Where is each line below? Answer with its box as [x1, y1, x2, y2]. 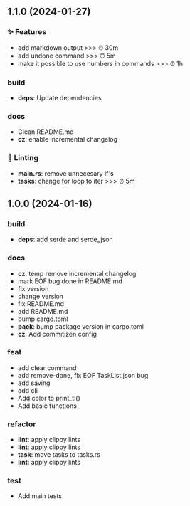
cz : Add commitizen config [17, 330, 97, 338]
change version [17, 292, 64, 300]
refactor [7, 419, 36, 429]
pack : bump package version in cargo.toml [17, 322, 144, 330]
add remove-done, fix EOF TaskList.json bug [17, 371, 149, 379]
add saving [17, 379, 51, 387]
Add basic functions [17, 401, 77, 410]
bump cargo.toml [17, 315, 68, 323]
